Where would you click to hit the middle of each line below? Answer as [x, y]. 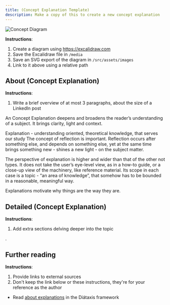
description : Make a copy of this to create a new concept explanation [82, 15]
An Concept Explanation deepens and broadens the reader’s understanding [84, 118]
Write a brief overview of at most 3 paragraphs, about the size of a [82, 103]
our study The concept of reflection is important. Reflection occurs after [81, 139]
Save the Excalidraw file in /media [47, 54]
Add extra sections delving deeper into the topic [63, 229]
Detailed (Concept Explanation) [56, 207]
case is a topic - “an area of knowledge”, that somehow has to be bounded [83, 176]
